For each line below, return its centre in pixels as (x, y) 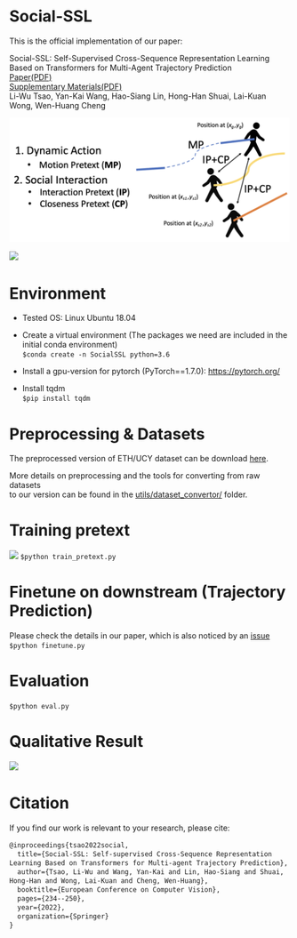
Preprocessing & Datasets (107, 434)
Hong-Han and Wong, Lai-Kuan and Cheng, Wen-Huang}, (109, 881)
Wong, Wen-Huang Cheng (58, 105)
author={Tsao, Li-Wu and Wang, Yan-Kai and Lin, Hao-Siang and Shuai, (151, 872)
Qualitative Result (76, 742)
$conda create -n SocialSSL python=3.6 (96, 355)
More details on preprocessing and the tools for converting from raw (135, 476)
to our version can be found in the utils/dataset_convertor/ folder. (128, 494)
